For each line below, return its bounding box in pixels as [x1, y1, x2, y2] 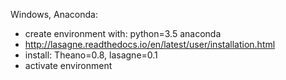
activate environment [24, 60, 113, 71]
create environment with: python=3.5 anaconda [24, 28, 222, 39]
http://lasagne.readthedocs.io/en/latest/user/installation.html [24, 39, 276, 50]
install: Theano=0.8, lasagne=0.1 [24, 49, 158, 61]
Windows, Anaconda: [10, 9, 98, 20]
